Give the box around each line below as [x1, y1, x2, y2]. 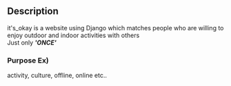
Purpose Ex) [7, 55, 50, 65]
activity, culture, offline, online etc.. [7, 72, 107, 80]
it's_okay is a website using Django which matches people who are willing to [7, 23, 224, 32]
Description [7, 6, 59, 17]
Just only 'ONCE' [7, 38, 57, 47]
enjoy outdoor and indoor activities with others [7, 31, 140, 39]
